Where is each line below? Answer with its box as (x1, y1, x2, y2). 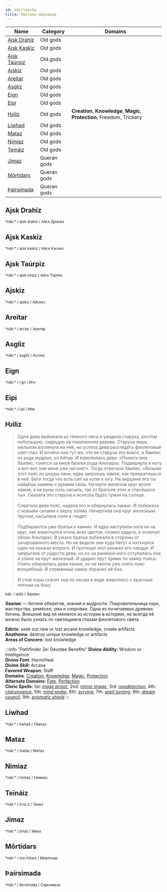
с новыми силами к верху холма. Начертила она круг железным (17, 508, 156, 514)
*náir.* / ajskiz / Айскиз (5, 299, 46, 304)
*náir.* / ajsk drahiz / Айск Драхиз (5, 219, 65, 225)
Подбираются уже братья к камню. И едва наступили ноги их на (17, 524, 156, 530)
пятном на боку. (17, 582, 52, 588)
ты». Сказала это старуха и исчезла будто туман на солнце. (17, 492, 146, 498)
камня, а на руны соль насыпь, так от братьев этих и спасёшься (17, 486, 155, 492)
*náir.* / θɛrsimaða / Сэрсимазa (5, 882, 61, 888)
